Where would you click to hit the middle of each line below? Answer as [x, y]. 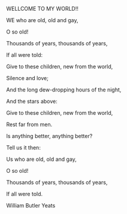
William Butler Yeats [31, 205]
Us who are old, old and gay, [41, 159]
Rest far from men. [29, 124]
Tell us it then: [23, 148]
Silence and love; [28, 78]
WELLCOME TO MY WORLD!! [43, 9]
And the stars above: [32, 101]
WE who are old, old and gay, [43, 20]
